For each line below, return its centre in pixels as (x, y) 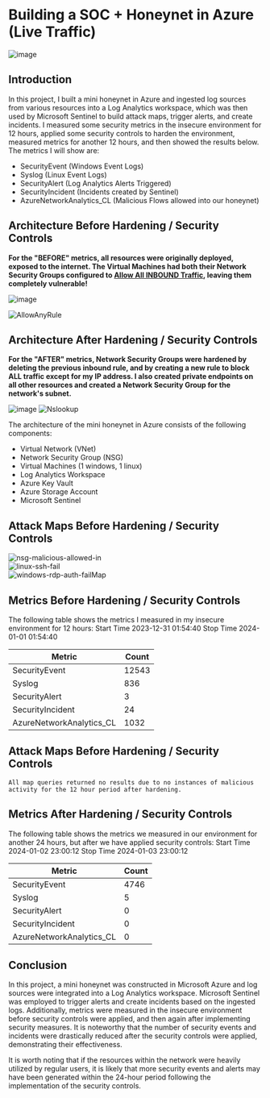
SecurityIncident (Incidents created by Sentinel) (99, 192)
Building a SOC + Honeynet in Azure (131, 15)
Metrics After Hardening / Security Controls (120, 815)
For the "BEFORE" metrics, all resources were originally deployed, (121, 258)
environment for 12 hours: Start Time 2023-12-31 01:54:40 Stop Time (123, 628)
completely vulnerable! (48, 283)
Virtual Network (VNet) (58, 449)
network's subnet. (40, 393)
